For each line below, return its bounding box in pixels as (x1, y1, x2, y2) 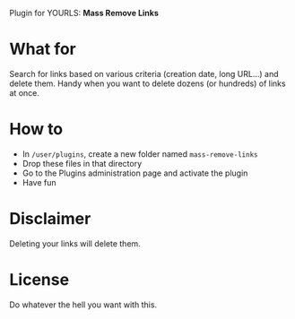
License (9, 270, 70, 289)
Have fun (22, 177, 56, 187)
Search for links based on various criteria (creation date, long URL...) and (9, 68, 280, 79)
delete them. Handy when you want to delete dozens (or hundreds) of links (9, 78, 286, 89)
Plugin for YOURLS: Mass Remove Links (9, 8, 160, 18)
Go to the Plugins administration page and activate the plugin (22, 168, 248, 178)
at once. (9, 87, 40, 98)
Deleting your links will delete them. (9, 237, 141, 249)
